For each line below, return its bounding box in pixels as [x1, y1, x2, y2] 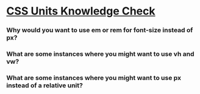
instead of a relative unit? [6, 81, 84, 89]
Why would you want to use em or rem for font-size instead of [6, 26, 193, 35]
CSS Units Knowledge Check [6, 4, 155, 18]
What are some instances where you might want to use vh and [6, 50, 195, 58]
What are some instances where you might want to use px [6, 73, 182, 82]
